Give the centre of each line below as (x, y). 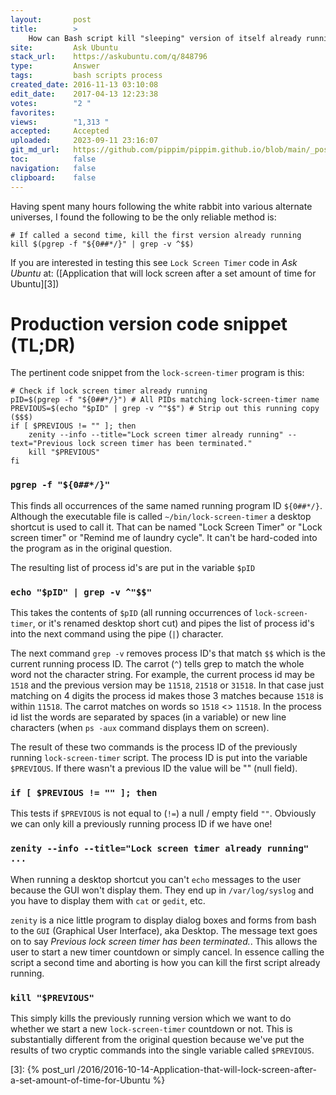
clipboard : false (53, 177)
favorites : (33, 112)
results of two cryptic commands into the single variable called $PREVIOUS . (162, 1050)
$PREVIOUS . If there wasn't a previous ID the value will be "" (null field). (154, 768)
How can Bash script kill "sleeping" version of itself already (165, 38)
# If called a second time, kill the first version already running (156, 235)
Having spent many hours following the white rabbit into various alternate (161, 206)
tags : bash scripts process (86, 76)
